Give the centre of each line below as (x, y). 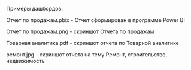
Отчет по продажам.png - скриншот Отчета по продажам (80, 31)
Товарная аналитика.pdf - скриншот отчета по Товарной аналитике (93, 43)
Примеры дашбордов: (34, 9)
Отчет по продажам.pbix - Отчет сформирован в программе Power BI (96, 20)
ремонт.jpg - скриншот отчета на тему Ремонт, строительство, (87, 55)
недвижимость (25, 61)
